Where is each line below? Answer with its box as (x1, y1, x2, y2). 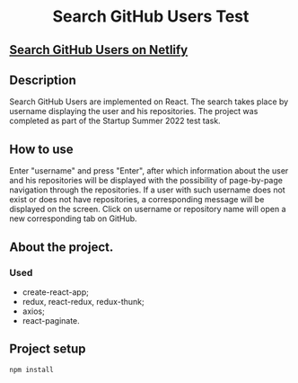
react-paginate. (22, 315, 81, 325)
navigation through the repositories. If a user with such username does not (9, 184, 285, 195)
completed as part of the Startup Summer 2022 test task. (9, 115, 222, 127)
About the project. (9, 239, 114, 254)
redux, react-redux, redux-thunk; (22, 296, 145, 307)
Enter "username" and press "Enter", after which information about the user (9, 165, 289, 176)
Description (9, 72, 76, 87)
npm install (9, 365, 54, 374)
